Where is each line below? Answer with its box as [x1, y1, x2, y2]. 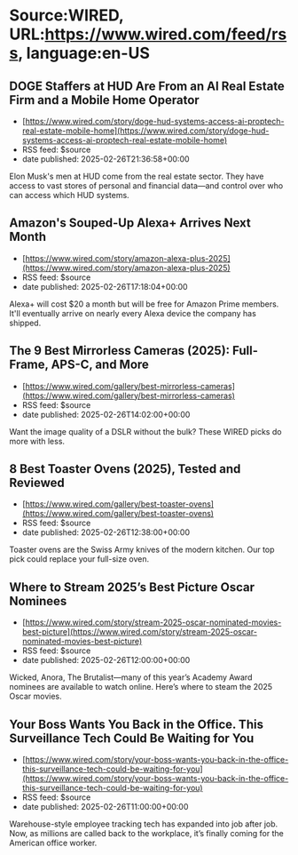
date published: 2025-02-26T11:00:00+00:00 [21, 802, 189, 812]
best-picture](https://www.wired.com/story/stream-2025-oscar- [21, 627, 257, 637]
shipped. [9, 317, 42, 328]
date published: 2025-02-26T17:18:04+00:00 [21, 281, 188, 292]
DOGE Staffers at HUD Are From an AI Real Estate [9, 78, 286, 93]
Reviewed [9, 475, 65, 491]
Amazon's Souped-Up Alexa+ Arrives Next [9, 215, 251, 231]
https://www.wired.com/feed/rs [44, 24, 287, 44]
